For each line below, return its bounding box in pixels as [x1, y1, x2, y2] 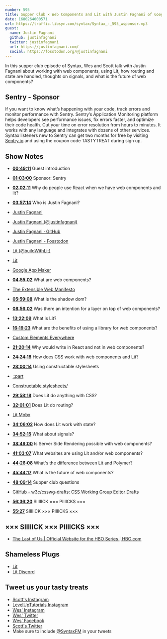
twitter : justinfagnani [9, 40, 59, 45]
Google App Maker [12, 267, 51, 273]
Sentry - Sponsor [5, 93, 60, 101]
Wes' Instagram [12, 607, 45, 613]
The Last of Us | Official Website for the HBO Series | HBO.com [12, 535, 142, 541]
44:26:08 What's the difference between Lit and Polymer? [12, 460, 133, 466]
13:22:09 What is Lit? [12, 316, 57, 321]
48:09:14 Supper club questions [12, 479, 80, 485]
